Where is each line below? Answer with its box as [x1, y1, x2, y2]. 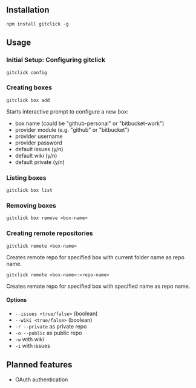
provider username [15, 132, 63, 140]
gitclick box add [6, 97, 50, 103]
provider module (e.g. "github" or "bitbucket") [15, 126, 129, 133]
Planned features [6, 359, 73, 370]
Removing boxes [6, 202, 56, 210]
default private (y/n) [15, 158, 65, 166]
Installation [6, 5, 50, 15]
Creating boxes [6, 83, 53, 92]
